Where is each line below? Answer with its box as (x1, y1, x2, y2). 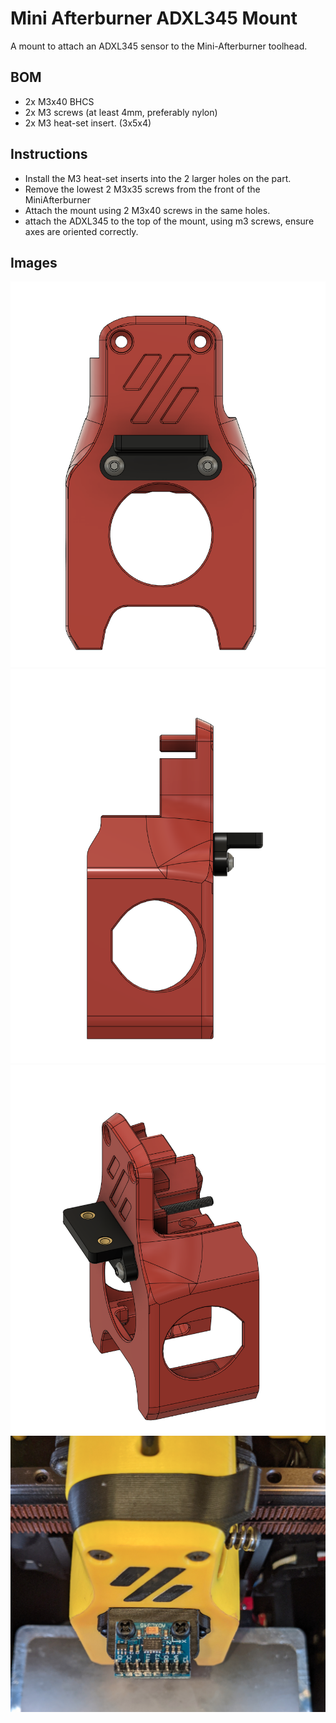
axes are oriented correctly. (24, 225, 139, 237)
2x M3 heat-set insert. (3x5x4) (24, 117, 152, 129)
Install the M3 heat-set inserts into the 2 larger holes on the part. (24, 172, 292, 184)
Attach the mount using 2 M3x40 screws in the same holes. (24, 204, 271, 216)
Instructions (10, 146, 88, 163)
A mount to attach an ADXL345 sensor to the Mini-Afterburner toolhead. (10, 40, 308, 52)
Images (10, 254, 58, 271)
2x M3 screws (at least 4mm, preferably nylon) (24, 106, 218, 118)
